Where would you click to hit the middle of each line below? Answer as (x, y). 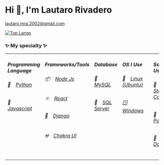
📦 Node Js (60, 79)
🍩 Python (20, 85)
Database (106, 64)
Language (20, 70)
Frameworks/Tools (67, 64)
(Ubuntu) (133, 85)
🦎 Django (57, 116)
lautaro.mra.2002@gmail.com (35, 23)
